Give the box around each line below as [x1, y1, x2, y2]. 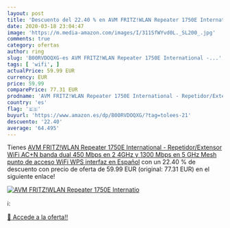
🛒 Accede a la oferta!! [7, 213, 68, 221]
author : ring [7, 49, 44, 55]
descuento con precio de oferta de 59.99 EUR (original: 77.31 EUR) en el [7, 165, 210, 173]
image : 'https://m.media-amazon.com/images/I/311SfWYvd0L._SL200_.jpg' [7, 29, 216, 36]
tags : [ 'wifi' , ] [7, 61, 60, 68]
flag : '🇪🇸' [7, 105, 41, 112]
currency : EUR [7, 73, 48, 81]
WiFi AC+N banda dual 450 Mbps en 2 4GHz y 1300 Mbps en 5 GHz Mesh [7, 151, 217, 159]
